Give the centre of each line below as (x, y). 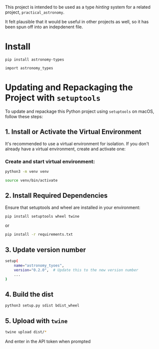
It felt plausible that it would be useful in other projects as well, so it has (77, 22)
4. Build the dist (29, 294)
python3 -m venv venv (27, 171)
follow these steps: (24, 116)
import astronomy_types (29, 68)
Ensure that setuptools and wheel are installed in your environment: (73, 207)
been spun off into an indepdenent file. (44, 27)
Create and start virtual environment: (50, 162)
